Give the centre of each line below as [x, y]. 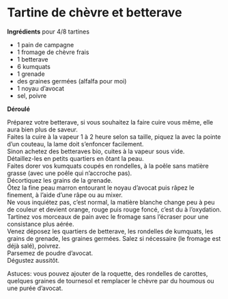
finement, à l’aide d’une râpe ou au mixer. [65, 195]
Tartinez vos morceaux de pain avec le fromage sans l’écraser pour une [108, 216]
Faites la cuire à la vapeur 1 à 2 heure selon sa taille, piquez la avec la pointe [114, 136]
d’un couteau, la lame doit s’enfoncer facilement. [75, 144]
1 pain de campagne [45, 44]
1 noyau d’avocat [41, 88]
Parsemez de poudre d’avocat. [50, 253]
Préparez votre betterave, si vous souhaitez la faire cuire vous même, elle [110, 122]
